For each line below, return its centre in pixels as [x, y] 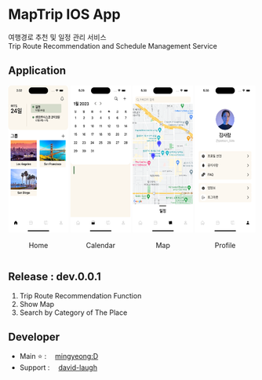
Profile [225, 245]
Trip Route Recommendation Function [80, 295]
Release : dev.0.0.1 [55, 277]
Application [37, 71]
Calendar [101, 245]
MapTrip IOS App [64, 15]
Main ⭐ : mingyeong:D [59, 356]
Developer [34, 336]
